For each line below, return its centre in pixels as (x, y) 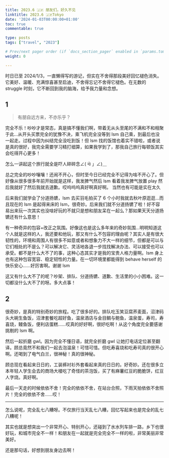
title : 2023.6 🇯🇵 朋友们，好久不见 (40, 10)
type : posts (18, 38)
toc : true (16, 24)
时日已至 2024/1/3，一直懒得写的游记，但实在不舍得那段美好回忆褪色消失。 (83, 76)
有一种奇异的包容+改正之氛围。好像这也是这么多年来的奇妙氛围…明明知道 (81, 228)
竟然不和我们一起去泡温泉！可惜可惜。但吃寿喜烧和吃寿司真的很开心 (93, 348)
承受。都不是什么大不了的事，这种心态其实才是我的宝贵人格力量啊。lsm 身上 (84, 253)
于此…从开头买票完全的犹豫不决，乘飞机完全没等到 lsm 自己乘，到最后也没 (82, 134)
